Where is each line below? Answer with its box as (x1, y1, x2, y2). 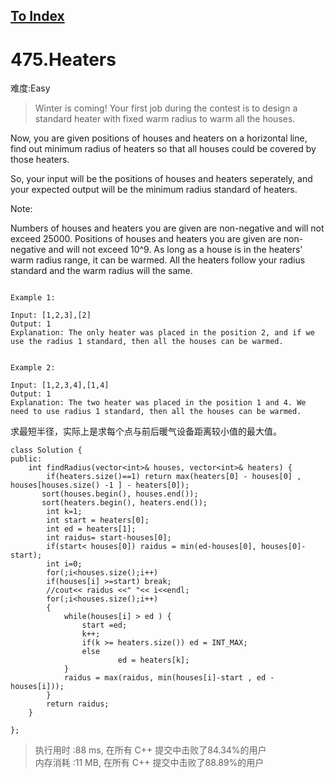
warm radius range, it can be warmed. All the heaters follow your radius (10, 254, 306, 266)
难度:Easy (10, 82, 51, 94)
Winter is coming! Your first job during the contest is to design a (34, 102, 298, 114)
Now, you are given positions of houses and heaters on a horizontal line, (10, 132, 308, 144)
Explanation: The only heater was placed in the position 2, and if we (10, 328, 315, 338)
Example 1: (10, 293, 56, 303)
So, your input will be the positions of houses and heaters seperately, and (10, 173, 313, 185)
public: (10, 454, 43, 464)
